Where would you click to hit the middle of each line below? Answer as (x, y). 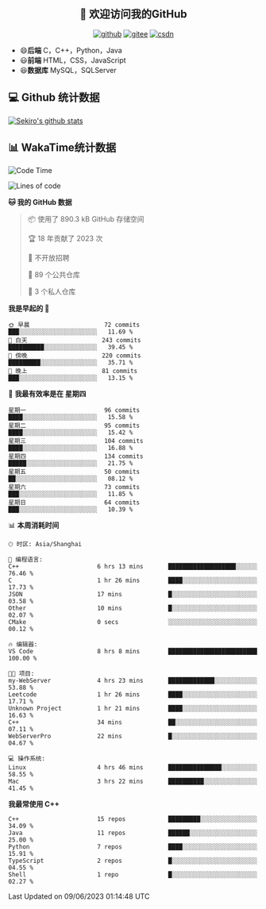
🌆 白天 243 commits (75, 341)
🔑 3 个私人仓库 (52, 291)
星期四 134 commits (76, 456)
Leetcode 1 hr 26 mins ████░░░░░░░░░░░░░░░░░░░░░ (133, 695)
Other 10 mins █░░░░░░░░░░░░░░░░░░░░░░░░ (133, 609)
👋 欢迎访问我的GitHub (133, 14)
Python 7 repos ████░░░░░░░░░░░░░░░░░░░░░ (133, 847)
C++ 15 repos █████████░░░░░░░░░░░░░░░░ (133, 819)
